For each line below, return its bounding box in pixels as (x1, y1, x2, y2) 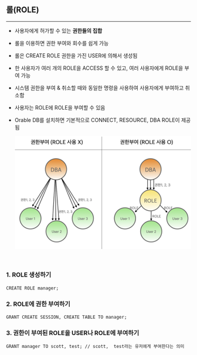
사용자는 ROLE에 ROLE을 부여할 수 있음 (14, 104, 106, 111)
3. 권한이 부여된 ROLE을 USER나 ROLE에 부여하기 (6, 329, 140, 337)
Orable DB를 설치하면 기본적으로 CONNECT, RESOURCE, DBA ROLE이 (14, 116, 180, 124)
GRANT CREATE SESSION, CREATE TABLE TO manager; (6, 314, 127, 320)
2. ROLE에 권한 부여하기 (6, 300, 70, 308)
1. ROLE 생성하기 (6, 271, 52, 279)
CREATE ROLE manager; (6, 285, 59, 291)
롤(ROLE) (6, 5, 39, 15)
